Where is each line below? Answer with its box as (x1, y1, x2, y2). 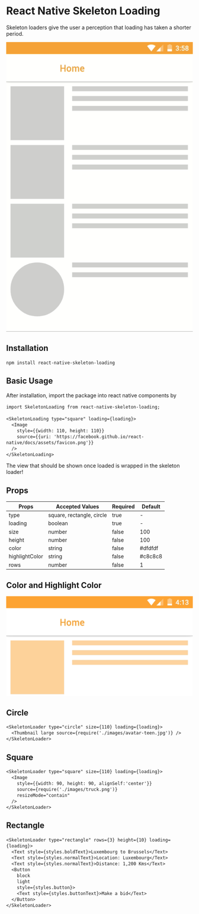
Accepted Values (56, 502, 99, 510)
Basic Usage (6, 376, 53, 386)
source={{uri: (17, 434, 52, 439)
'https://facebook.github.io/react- (53, 434, 145, 439)
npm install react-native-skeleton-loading (6, 360, 115, 366)
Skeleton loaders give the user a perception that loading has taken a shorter (6, 24, 191, 31)
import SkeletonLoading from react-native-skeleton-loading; (6, 404, 161, 410)
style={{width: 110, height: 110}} (17, 428, 105, 434)
